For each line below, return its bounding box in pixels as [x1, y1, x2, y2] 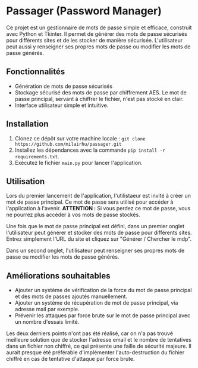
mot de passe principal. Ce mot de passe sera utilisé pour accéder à [6, 198, 174, 206]
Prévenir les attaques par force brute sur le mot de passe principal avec [14, 312, 191, 319]
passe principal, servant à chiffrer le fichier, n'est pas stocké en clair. [14, 95, 184, 102]
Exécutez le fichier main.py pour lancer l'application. [14, 159, 143, 166]
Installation [6, 119, 49, 129]
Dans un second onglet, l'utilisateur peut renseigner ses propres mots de [6, 247, 185, 254]
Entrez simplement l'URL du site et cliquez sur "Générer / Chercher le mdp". [6, 235, 192, 243]
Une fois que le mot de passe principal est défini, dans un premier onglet [6, 223, 185, 230]
